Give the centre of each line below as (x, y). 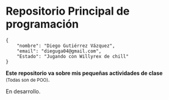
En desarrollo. (23, 91)
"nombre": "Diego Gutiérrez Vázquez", (66, 46)
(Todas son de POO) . (28, 79)
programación (42, 24)
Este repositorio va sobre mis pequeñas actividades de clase (84, 73)
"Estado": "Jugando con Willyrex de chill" (73, 56)
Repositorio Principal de (68, 11)
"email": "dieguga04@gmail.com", (59, 51)
